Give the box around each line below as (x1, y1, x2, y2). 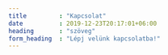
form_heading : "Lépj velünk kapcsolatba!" (8, 34, 161, 43)
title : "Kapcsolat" (8, 11, 107, 20)
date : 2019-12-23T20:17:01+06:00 (8, 19, 157, 27)
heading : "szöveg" (8, 27, 95, 35)
